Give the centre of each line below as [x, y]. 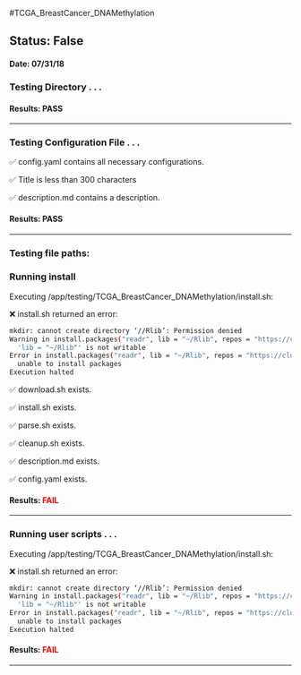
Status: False [47, 41]
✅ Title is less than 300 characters [73, 180]
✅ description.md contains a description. [85, 198]
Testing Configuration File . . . [75, 142]
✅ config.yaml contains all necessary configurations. [107, 162]
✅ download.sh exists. [51, 389]
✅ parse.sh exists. [43, 425]
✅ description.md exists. [55, 461]
